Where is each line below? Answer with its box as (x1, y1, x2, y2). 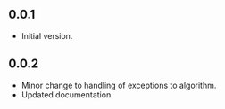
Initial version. (21, 30, 73, 41)
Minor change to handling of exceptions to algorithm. (21, 80, 217, 90)
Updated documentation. (21, 89, 113, 100)
